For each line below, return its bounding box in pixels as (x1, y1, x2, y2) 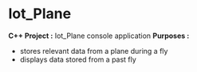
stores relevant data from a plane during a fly (19, 46, 168, 55)
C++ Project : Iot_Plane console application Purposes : (8, 31, 190, 40)
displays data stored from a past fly (19, 55, 137, 64)
